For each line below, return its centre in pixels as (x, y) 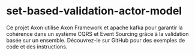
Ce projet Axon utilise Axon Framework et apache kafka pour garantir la (94, 27)
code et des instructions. (37, 47)
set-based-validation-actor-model (94, 11)
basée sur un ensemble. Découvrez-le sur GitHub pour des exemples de (96, 40)
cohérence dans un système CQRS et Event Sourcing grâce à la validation (97, 33)
